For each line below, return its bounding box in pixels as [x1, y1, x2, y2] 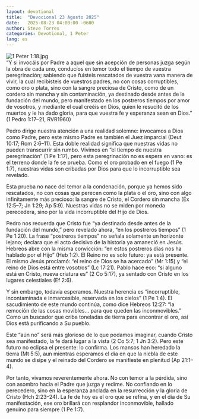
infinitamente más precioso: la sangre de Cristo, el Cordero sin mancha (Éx [6, 196, 189, 203]
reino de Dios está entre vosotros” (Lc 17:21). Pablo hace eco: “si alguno [6, 264, 182, 271]
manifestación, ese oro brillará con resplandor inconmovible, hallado [6, 399, 174, 407]
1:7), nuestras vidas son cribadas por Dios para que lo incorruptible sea [6, 165, 181, 172]
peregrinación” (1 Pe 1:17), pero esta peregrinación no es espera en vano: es [6, 153, 192, 159]
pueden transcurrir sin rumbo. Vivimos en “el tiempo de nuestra [6, 146, 162, 153]
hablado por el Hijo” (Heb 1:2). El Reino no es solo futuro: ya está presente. [6, 251, 189, 259]
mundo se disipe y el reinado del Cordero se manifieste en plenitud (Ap [6, 357, 181, 363]
